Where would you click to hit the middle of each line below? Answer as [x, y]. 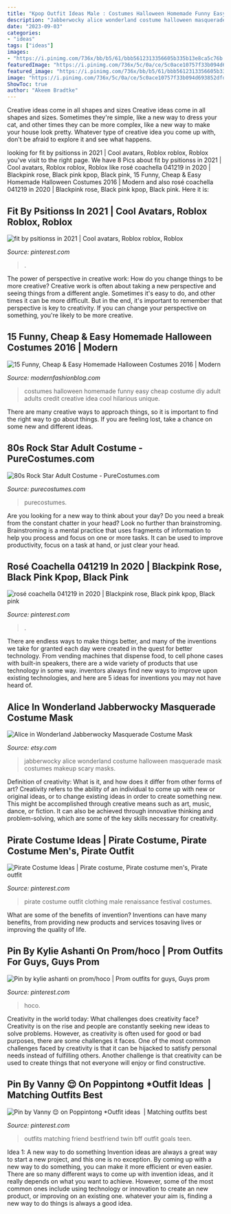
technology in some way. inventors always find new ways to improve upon [112, 670]
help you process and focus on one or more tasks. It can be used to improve [115, 537]
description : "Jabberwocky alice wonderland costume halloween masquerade [117, 20]
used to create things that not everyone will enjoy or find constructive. [107, 1062]
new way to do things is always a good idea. [70, 1203]
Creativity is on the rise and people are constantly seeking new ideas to [108, 1026]
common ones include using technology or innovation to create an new [108, 1188]
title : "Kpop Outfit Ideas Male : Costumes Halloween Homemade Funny [109, 13]
